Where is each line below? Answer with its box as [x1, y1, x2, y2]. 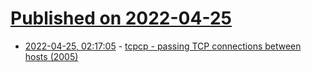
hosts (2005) [24, 50, 79, 62]
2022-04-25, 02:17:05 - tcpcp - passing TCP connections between [24, 40, 302, 52]
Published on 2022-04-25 [10, 7, 232, 30]
